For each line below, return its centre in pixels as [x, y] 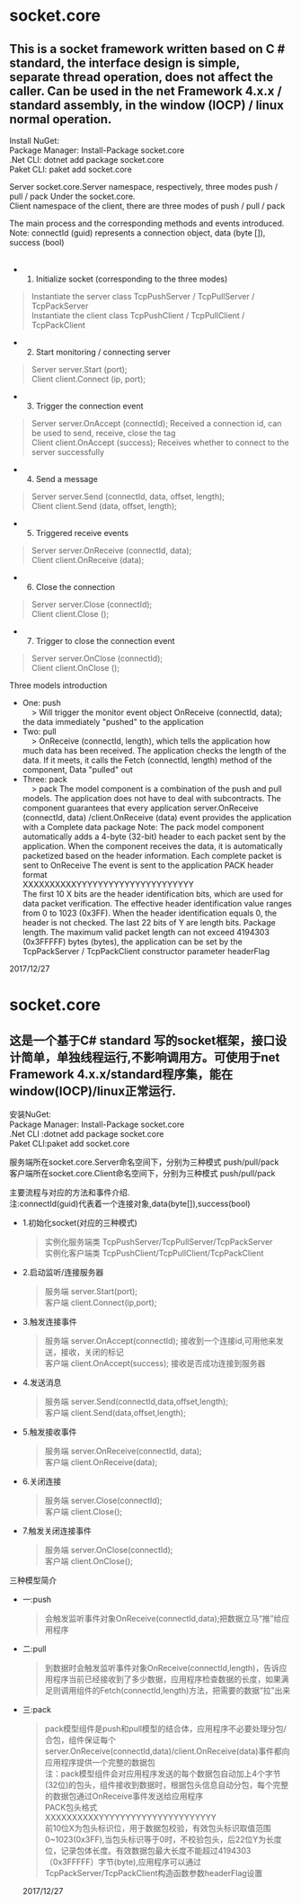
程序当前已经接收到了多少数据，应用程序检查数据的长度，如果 [167, 1679]
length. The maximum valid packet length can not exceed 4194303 [146, 932]
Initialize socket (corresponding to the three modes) [132, 279]
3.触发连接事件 [50, 1322]
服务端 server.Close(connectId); [103, 1500]
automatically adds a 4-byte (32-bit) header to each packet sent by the [154, 836]
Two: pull [39, 731]
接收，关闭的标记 [92, 1352]
